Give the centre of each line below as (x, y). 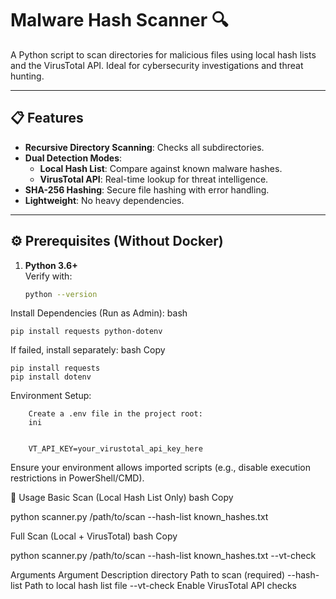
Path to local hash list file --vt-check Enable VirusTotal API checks (160, 586)
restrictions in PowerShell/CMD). (77, 478)
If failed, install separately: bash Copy (88, 350)
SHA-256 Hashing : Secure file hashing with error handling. (147, 189)
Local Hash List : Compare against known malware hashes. (161, 168)
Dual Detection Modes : (73, 158)
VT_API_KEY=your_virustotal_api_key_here (115, 449)
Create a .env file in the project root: (115, 414)
